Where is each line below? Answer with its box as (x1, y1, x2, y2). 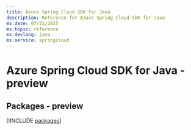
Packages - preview (6, 101, 84, 111)
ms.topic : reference (6, 26, 59, 32)
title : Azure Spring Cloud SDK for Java (6, 9, 111, 15)
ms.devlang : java (6, 32, 51, 38)
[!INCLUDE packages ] (6, 117, 62, 124)
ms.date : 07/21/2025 (6, 20, 59, 26)
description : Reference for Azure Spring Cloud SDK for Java (6, 15, 165, 21)
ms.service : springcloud (6, 37, 70, 43)
